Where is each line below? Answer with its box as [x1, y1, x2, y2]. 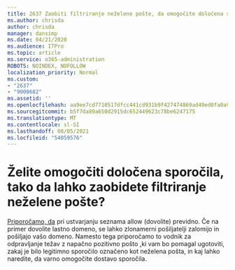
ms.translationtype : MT [7, 114, 77, 121]
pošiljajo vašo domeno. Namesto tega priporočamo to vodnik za [7, 232, 192, 241]
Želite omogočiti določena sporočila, [7, 164, 224, 180]
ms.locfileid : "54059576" [7, 134, 83, 141]
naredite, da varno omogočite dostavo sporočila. [7, 255, 148, 263]
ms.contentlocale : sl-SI [7, 121, 80, 128]
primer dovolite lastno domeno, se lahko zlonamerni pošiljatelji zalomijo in [7, 225, 220, 234]
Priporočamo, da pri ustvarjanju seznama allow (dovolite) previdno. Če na [7, 217, 219, 226]
